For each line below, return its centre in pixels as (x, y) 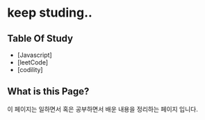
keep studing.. (50, 13)
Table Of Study (40, 38)
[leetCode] (33, 62)
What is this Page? (48, 92)
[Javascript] (34, 55)
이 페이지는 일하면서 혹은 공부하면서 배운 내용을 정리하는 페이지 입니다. (102, 109)
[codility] (30, 70)
